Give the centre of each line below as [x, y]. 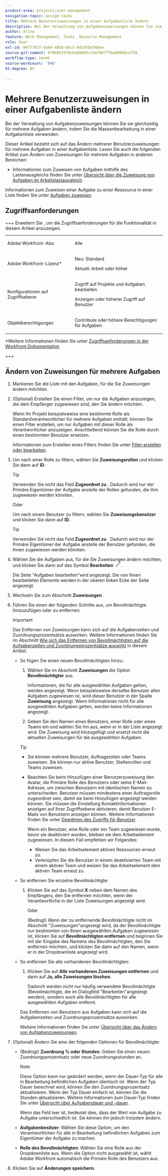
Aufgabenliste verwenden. [32, 134]
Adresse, [36, 788]
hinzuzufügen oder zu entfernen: [46, 610]
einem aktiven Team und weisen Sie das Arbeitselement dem [98, 865]
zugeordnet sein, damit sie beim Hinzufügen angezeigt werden [92, 798]
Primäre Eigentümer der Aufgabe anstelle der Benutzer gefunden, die [84, 544]
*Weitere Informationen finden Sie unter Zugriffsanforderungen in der [77, 341]
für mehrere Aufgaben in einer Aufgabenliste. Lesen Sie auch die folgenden [83, 149]
